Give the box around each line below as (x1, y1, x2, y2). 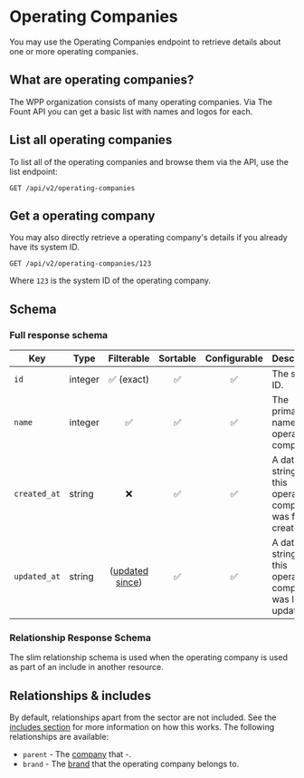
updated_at (14, 571, 61, 582)
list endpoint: (9, 166, 58, 177)
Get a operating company (9, 208, 156, 223)
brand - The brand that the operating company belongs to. (22, 759, 240, 770)
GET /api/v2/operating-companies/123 (9, 259, 152, 268)
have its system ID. (9, 242, 80, 253)
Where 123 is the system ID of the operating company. (9, 275, 211, 287)
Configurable (204, 352, 264, 365)
